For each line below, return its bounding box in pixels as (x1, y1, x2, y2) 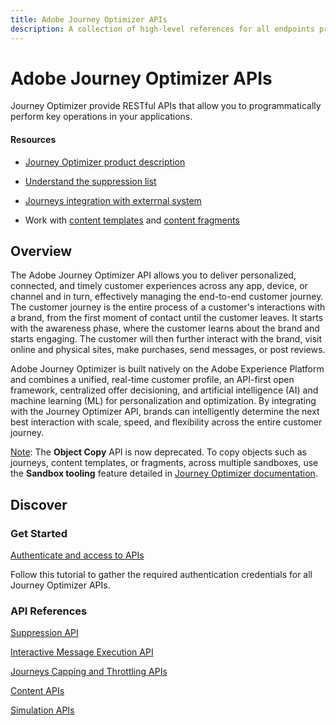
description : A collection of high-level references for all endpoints (10, 24, 315, 34)
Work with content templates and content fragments (24, 214, 240, 226)
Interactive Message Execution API (10, 646, 154, 658)
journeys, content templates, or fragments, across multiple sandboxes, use (10, 457, 319, 469)
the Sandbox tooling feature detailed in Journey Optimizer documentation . (10, 467, 318, 480)
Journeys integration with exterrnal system (24, 194, 202, 206)
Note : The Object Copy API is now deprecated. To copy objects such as (10, 446, 307, 458)
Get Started (10, 526, 68, 540)
